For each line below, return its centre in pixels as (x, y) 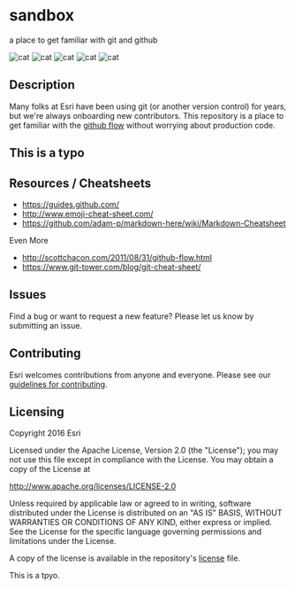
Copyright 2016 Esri (45, 433)
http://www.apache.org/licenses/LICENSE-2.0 (93, 486)
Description (42, 85)
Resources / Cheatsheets (80, 183)
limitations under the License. (63, 541)
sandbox (42, 15)
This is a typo (47, 153)
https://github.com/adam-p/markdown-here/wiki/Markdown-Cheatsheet (154, 223)
